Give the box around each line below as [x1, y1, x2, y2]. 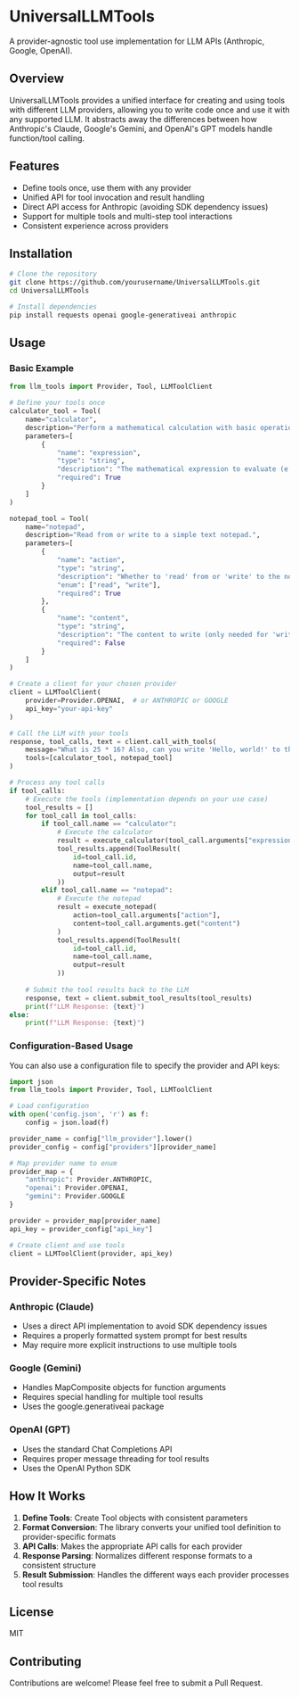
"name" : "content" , [56, 614, 129, 623]
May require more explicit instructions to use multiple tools [21, 1340, 238, 1351]
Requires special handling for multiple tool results [21, 1392, 204, 1403]
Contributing [9, 1653, 82, 1669]
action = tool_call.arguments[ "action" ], [72, 911, 221, 920]
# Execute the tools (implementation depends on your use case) [25, 794, 269, 804]
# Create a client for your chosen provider [9, 680, 177, 689]
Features [9, 159, 60, 174]
